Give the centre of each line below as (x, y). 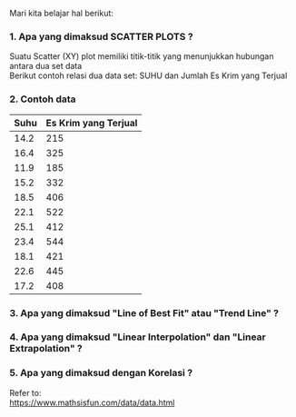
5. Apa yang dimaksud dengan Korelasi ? (101, 373)
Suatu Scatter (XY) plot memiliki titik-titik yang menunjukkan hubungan (142, 56)
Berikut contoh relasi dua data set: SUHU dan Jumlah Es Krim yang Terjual (148, 75)
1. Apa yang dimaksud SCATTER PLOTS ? (101, 36)
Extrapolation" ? (46, 349)
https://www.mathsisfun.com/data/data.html (92, 402)
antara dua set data (46, 66)
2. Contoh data (43, 99)
